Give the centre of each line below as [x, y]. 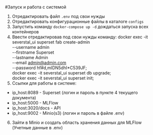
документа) [24, 98]
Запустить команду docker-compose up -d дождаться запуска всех [80, 27]
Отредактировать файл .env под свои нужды [58, 16]
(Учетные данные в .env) [37, 127]
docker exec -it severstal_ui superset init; [53, 78]
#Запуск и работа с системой [36, 7]
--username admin [31, 47]
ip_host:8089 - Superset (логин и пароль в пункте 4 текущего [75, 92]
